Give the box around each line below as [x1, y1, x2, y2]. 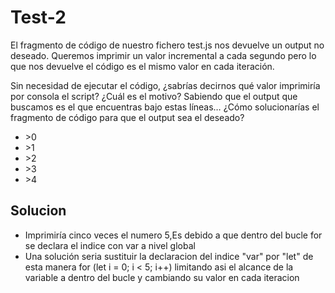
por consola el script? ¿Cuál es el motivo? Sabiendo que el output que [10, 90, 298, 102]
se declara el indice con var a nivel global [24, 239, 196, 251]
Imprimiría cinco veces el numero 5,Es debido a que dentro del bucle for [24, 229, 323, 241]
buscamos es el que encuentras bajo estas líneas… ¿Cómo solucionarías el [10, 101, 320, 113]
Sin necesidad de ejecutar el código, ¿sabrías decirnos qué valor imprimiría [10, 79, 321, 91]
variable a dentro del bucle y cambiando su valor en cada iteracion [24, 271, 300, 283]
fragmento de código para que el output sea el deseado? [10, 111, 245, 123]
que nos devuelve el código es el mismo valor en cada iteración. [10, 60, 275, 72]
